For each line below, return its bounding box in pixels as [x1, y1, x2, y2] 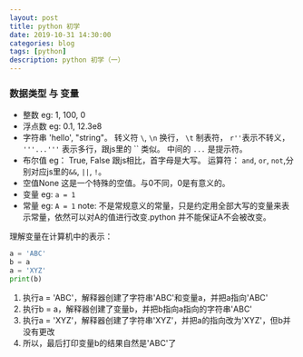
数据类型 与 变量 [9, 87, 80, 100]
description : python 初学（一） [9, 55, 125, 64]
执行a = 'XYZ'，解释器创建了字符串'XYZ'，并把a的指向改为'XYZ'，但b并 [22, 314, 291, 325]
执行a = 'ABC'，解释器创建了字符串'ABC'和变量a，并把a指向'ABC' [22, 292, 269, 302]
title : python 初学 [9, 22, 81, 31]
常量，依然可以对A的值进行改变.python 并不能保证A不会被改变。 [30, 212, 271, 223]
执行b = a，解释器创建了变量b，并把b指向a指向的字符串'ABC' [22, 303, 252, 314]
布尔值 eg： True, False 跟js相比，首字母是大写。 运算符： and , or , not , [22, 155, 286, 166]
